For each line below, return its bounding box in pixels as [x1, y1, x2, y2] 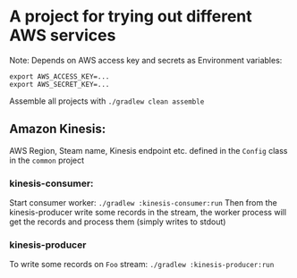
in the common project [9, 155, 85, 165]
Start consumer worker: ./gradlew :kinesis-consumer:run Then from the [9, 198, 277, 208]
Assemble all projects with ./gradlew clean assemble [9, 96, 205, 106]
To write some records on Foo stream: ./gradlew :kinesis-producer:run [9, 259, 275, 270]
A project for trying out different [9, 6, 252, 27]
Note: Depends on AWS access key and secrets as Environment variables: [9, 55, 283, 65]
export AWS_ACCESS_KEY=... [9, 72, 110, 81]
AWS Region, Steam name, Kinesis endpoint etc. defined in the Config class [9, 145, 288, 156]
